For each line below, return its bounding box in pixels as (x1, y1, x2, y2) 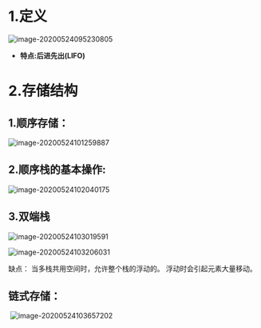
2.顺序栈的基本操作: (8, 163, 106, 177)
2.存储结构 (8, 82, 78, 100)
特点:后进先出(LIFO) (19, 50, 85, 60)
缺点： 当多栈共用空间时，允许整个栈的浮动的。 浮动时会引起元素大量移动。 (8, 263, 257, 273)
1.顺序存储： (8, 116, 69, 130)
